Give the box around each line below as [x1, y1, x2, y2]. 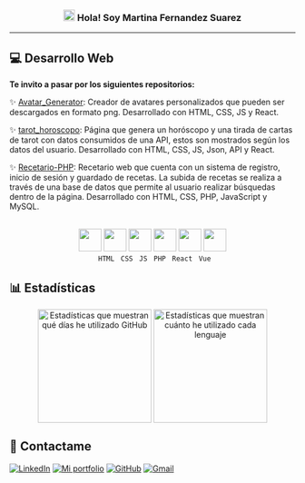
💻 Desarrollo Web [9, 50, 114, 65]
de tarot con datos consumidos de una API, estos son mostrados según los [9, 134, 290, 145]
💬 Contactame [9, 439, 93, 454]
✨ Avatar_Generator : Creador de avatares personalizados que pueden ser [9, 96, 285, 108]
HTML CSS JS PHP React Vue [98, 254, 212, 263]
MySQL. [9, 201, 40, 212]
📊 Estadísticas [9, 280, 96, 295]
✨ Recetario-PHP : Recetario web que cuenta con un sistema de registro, [9, 162, 280, 172]
